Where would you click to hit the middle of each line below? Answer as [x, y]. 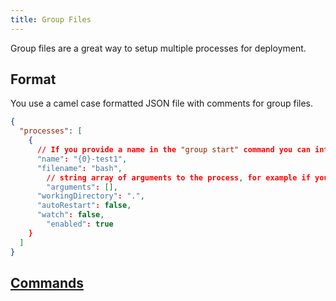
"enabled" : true [80, 224]
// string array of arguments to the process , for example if [178, 177]
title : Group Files [51, 19]
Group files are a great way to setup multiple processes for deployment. [158, 48]
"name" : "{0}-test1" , [82, 159]
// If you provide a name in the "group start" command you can [173, 150]
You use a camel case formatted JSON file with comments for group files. [162, 103]
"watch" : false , [70, 215]
